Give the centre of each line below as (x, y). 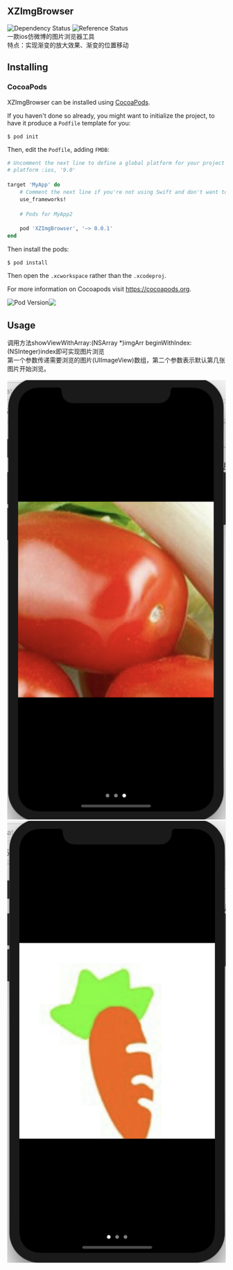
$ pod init (23, 137)
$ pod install (28, 263)
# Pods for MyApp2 (46, 214)
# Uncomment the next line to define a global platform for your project (116, 163)
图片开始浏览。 (28, 368)
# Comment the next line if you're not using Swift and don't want (119, 192)
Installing (28, 68)
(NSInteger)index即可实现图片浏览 (56, 351)
